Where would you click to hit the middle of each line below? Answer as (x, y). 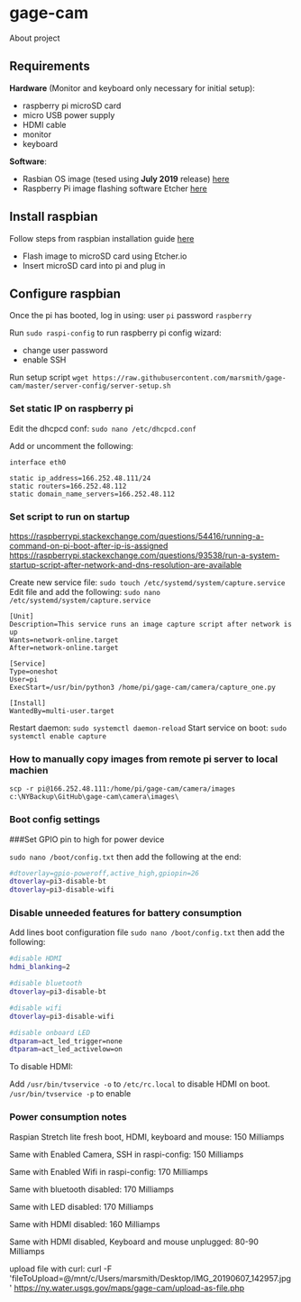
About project (35, 38)
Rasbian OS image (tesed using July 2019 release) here (126, 179)
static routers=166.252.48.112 (68, 486)
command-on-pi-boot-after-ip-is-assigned (89, 546)
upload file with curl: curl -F (61, 1269)
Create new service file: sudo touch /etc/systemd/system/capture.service (147, 582)
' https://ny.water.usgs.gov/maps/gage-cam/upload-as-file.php (127, 1288)
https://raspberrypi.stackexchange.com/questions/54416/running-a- (137, 536)
